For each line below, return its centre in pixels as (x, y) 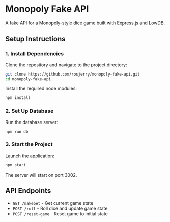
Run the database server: (32, 122)
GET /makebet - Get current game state (53, 203)
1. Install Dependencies (35, 54)
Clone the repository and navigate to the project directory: (66, 65)
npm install (18, 98)
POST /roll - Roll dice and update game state (60, 208)
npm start (16, 165)
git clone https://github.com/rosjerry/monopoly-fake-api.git (73, 74)
